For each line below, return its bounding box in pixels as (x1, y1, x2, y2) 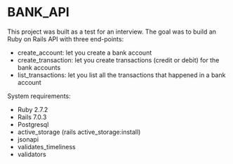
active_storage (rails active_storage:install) (17, 128, 141, 136)
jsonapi (17, 135, 39, 144)
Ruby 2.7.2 (17, 105, 48, 114)
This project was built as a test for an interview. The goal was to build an (7, 27, 216, 36)
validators (17, 150, 47, 158)
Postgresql (17, 120, 49, 128)
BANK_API (7, 4, 70, 20)
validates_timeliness (17, 142, 76, 151)
